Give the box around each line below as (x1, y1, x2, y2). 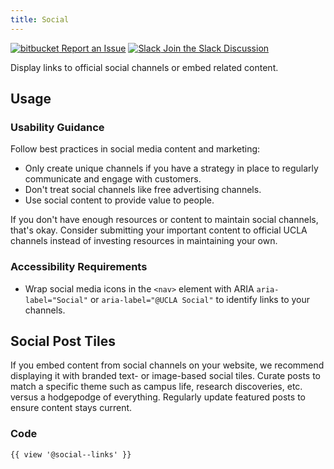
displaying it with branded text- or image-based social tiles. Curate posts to (10, 370, 322, 382)
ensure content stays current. (10, 402, 133, 414)
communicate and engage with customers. (24, 173, 202, 185)
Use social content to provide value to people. (24, 194, 215, 206)
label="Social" (24, 295, 89, 305)
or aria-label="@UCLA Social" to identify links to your (89, 293, 311, 305)
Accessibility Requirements (10, 260, 148, 274)
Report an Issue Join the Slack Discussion (61, 42, 270, 54)
